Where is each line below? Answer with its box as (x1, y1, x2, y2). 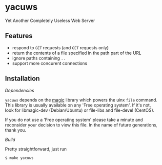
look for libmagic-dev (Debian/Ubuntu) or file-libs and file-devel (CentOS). (5, 107, 155, 113)
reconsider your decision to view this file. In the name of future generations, (5, 122, 158, 128)
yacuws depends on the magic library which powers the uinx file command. (5, 97, 158, 103)
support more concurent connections (12, 60, 87, 66)
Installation (5, 75, 40, 83)
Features (5, 32, 33, 40)
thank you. (5, 127, 26, 133)
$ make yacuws (5, 155, 34, 160)
